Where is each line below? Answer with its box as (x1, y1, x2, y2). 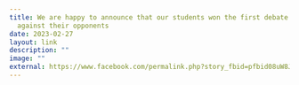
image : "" (9, 54, 46, 63)
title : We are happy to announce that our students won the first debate (9, 12, 289, 22)
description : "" (9, 46, 69, 55)
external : (9, 63, 46, 72)
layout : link (9, 37, 58, 47)
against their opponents (17, 21, 109, 30)
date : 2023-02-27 (9, 29, 74, 38)
